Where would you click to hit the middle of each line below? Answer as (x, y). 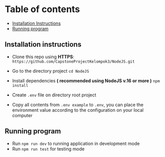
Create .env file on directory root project (54, 95)
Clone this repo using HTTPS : (43, 57)
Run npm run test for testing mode (48, 149)
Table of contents (43, 9)
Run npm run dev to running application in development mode (76, 143)
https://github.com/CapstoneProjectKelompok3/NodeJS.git (73, 62)
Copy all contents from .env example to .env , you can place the (78, 104)
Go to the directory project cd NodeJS (51, 71)
